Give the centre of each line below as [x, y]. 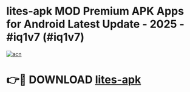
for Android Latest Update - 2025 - [96, 24]
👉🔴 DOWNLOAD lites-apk [74, 80]
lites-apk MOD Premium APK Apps [95, 11]
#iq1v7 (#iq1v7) [46, 37]
